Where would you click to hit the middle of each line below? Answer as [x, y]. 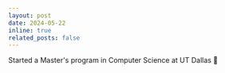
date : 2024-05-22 [37, 23]
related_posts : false [44, 38]
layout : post [30, 15]
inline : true [30, 30]
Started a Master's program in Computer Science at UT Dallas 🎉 [113, 60]
